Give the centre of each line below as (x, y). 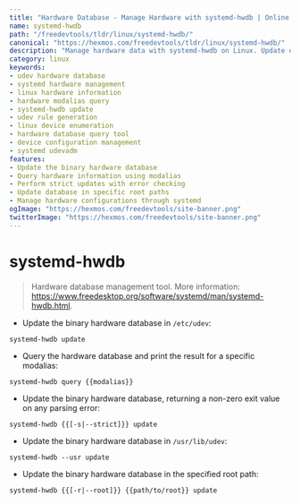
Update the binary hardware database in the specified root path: (140, 474)
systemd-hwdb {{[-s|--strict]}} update (83, 424)
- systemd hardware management (67, 84)
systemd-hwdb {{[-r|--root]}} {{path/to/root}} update (113, 490)
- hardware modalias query (59, 101)
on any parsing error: (61, 407)
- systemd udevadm (43, 150)
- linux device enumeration (62, 126)
